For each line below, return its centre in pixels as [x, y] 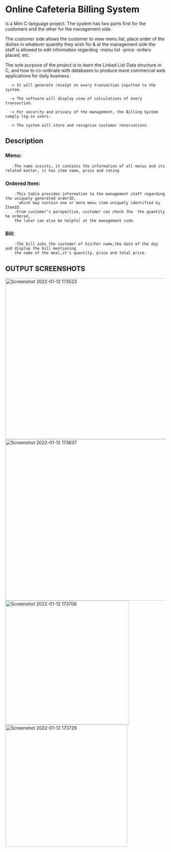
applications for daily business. [38, 76]
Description [24, 141]
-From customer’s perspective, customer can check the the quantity [90, 212]
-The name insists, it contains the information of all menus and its [89, 166]
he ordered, [18, 216]
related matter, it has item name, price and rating [62, 170]
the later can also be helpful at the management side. [75, 220]
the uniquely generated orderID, [41, 198]
